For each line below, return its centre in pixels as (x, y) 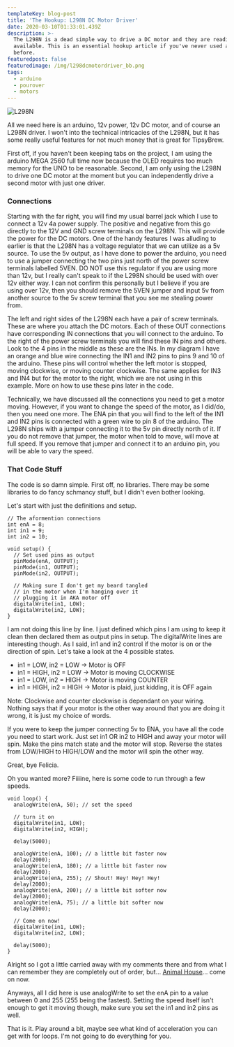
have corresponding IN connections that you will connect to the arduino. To (115, 334)
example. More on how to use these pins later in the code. (91, 386)
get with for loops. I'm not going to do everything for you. (89, 1036)
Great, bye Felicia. (33, 765)
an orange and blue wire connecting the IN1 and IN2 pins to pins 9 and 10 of (116, 356)
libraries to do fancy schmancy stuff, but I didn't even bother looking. (106, 492)
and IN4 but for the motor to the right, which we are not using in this (105, 379)
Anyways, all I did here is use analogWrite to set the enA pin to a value (108, 993)
